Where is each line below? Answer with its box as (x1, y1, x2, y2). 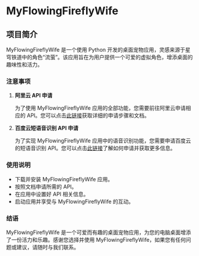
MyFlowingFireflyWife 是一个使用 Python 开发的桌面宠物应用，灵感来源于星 (6, 46, 191, 53)
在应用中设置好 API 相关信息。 (14, 190, 89, 197)
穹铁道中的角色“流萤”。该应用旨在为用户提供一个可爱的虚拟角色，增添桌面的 (6, 53, 193, 61)
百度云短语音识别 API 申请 (14, 125, 78, 132)
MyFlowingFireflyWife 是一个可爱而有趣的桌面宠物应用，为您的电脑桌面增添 (6, 229, 191, 236)
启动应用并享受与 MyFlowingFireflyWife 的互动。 (14, 198, 134, 205)
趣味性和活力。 (6, 61, 43, 68)
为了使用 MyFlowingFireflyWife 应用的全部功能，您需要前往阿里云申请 (14, 105, 186, 112)
